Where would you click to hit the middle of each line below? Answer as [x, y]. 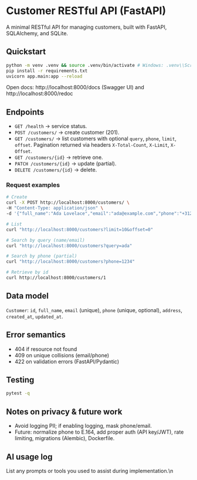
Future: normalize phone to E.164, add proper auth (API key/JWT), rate [99, 432]
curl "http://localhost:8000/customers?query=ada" [69, 246]
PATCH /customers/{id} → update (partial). [65, 164]
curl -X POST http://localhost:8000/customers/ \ [68, 203]
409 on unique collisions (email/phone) [62, 355]
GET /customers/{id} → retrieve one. [59, 157]
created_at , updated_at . [35, 316]
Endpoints [25, 112]
